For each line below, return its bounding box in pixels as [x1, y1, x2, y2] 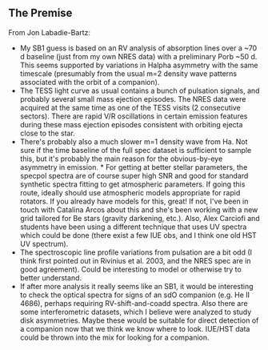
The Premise [8, 6, 73, 20]
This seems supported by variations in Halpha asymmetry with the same [19, 60, 258, 70]
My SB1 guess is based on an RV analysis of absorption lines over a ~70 [19, 43, 258, 53]
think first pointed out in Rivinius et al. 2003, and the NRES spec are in [19, 255, 251, 265]
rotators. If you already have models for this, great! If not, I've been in [19, 196, 249, 206]
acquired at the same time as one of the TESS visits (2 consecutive [19, 103, 242, 112]
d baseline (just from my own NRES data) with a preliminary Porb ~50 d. [19, 51, 258, 61]
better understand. [19, 272, 82, 283]
